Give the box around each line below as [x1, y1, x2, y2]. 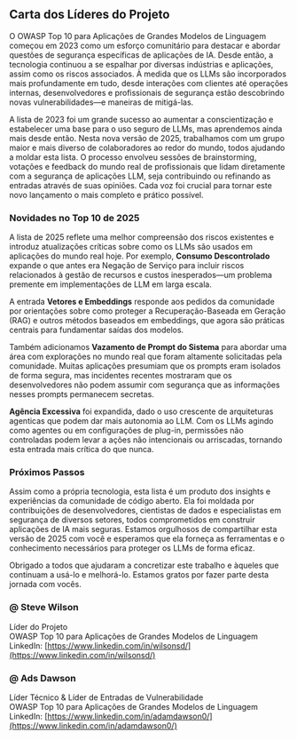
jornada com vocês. [9, 579, 82, 590]
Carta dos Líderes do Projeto [9, 7, 170, 22]
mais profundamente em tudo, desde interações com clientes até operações [9, 77, 288, 88]
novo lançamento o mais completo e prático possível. [9, 189, 204, 200]
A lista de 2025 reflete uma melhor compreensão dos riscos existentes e [9, 232, 275, 243]
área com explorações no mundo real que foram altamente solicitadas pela [9, 351, 283, 362]
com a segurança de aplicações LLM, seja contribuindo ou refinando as [9, 171, 271, 181]
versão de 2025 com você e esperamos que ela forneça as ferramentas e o [9, 533, 285, 545]
